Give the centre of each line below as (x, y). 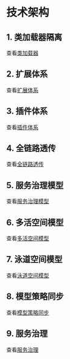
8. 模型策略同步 (35, 297)
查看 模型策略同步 (28, 312)
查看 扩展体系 (22, 90)
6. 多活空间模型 (35, 222)
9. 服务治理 (27, 334)
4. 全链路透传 (31, 149)
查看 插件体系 (22, 127)
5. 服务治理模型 (35, 185)
